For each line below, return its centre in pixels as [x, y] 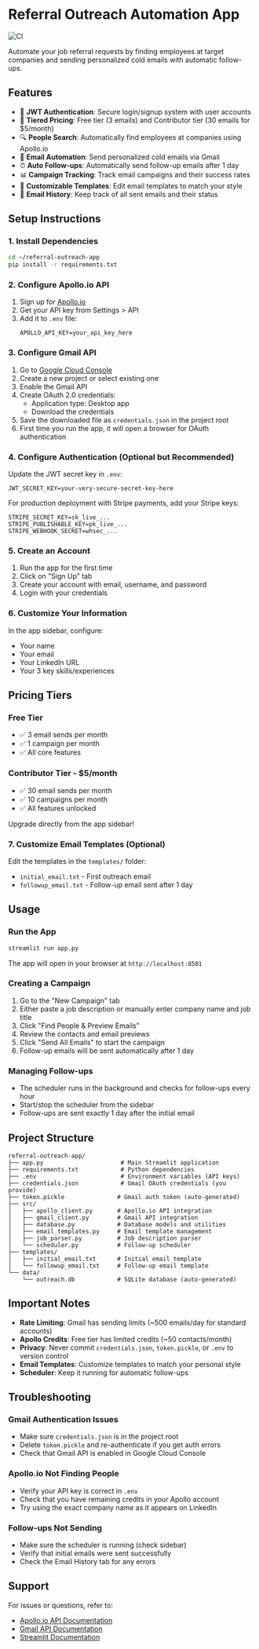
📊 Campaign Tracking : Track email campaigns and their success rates [135, 174]
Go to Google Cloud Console [66, 370]
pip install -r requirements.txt [63, 265]
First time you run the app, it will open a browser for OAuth [114, 428]
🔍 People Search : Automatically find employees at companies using [130, 137]
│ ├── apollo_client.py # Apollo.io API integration [110, 1211]
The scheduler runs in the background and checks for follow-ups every [135, 1088]
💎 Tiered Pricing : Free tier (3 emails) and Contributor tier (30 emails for [135, 120]
